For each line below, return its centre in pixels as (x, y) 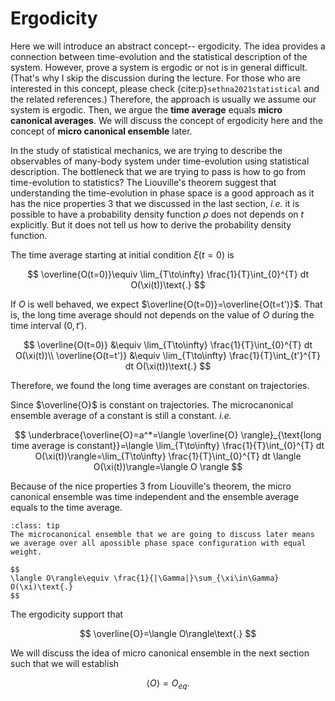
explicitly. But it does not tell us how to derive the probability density (151, 224)
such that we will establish (65, 663)
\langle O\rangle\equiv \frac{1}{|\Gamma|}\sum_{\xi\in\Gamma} (145, 578)
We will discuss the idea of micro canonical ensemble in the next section (160, 653)
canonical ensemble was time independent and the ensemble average (155, 496)
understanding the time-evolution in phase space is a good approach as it (162, 193)
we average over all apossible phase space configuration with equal (158, 543)
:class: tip (35, 525)
